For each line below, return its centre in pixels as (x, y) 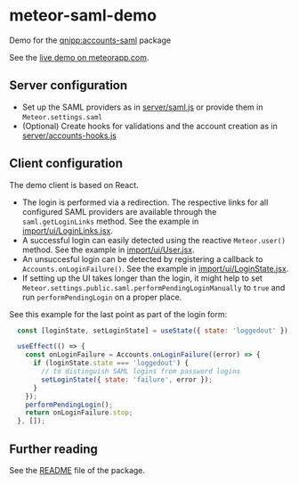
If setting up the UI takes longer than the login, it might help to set (142, 278)
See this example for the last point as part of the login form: (118, 314)
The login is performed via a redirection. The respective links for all (145, 202)
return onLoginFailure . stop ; (79, 413)
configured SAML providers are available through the (119, 211)
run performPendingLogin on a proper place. (102, 297)
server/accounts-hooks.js (69, 135)
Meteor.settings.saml (62, 117)
